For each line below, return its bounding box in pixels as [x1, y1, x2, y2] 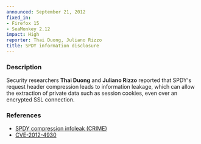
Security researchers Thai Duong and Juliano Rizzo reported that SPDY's [6, 77, 192, 84]
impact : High [6, 32, 40, 38]
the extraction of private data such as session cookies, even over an [6, 89, 178, 97]
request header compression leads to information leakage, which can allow [6, 83, 195, 91]
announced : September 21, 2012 [6, 9, 86, 15]
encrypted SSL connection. [6, 96, 75, 103]
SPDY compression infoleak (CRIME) [15, 125, 108, 132]
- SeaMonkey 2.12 [6, 26, 51, 32]
